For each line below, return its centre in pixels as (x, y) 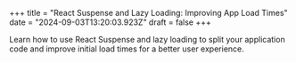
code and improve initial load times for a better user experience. (127, 49)
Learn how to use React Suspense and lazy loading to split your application (147, 39)
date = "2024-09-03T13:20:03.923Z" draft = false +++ (110, 22)
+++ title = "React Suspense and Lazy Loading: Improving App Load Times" (148, 13)
